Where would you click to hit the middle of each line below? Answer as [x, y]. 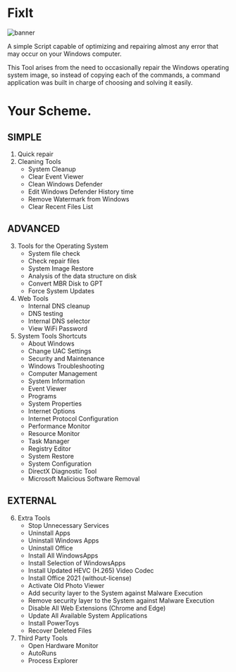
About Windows [51, 343]
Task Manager [49, 441]
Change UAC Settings [60, 350]
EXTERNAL [32, 501]
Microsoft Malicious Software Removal [84, 478]
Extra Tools [34, 518]
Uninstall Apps [49, 533]
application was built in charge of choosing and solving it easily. [100, 82]
